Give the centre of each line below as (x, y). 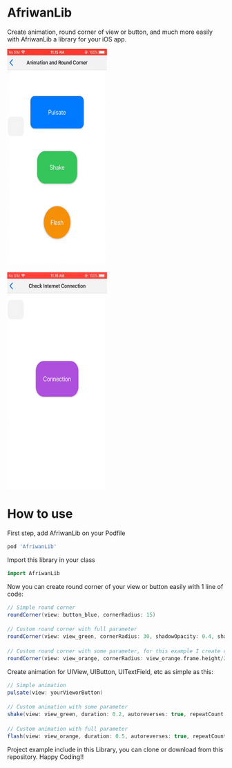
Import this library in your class (51, 560)
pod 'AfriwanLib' (32, 546)
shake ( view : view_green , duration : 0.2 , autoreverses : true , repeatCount (116, 714)
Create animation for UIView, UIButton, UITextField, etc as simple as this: (110, 671)
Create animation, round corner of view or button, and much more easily (110, 32)
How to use (40, 514)
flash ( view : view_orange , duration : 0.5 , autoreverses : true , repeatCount (117, 736)
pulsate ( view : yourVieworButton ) (55, 693)
